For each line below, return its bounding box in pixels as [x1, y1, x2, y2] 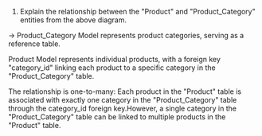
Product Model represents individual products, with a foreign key [8, 55, 221, 64]
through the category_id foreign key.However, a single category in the [8, 103, 237, 113]
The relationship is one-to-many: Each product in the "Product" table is [8, 87, 241, 96]
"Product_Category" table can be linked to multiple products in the [8, 112, 226, 122]
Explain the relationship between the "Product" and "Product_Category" [19, 7, 256, 16]
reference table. [8, 39, 61, 49]
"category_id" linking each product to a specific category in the [8, 63, 217, 72]
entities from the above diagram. [19, 15, 127, 25]
